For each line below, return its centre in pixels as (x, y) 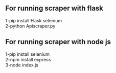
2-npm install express (28, 59)
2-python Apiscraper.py (30, 26)
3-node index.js (22, 65)
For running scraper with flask (54, 8)
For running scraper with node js (58, 42)
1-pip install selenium (28, 54)
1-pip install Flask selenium (34, 20)
